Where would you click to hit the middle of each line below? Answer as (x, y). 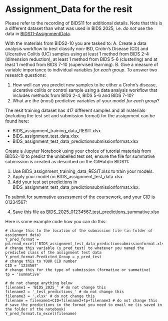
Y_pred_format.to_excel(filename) (41, 314)
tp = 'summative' (23, 274)
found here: (17, 121)
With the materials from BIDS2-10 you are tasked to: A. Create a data (76, 43)
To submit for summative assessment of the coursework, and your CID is (80, 197)
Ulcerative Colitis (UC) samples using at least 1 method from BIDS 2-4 (77, 54)
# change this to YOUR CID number (41, 261)
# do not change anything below (39, 283)
